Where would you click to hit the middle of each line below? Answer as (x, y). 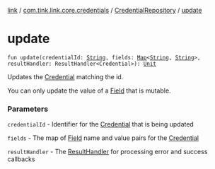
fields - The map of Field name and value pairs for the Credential (103, 138)
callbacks (21, 159)
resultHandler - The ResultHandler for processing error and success (107, 152)
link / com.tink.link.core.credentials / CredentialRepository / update (105, 10)
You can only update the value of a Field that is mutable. (89, 91)
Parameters (28, 109)
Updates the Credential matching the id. (65, 76)
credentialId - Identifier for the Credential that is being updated (101, 124)
